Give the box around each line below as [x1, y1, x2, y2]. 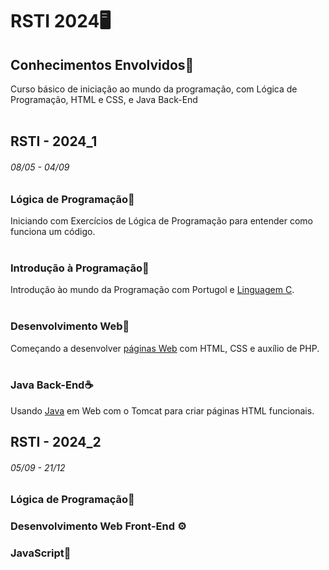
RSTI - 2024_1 [10, 133, 98, 150]
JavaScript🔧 [10, 546, 72, 560]
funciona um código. [10, 225, 96, 237]
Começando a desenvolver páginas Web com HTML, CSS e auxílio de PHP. [10, 342, 320, 354]
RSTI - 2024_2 [10, 434, 102, 451]
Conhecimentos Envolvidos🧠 [10, 56, 195, 73]
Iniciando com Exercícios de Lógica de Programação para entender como [10, 214, 313, 227]
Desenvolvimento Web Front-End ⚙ [10, 519, 187, 533]
